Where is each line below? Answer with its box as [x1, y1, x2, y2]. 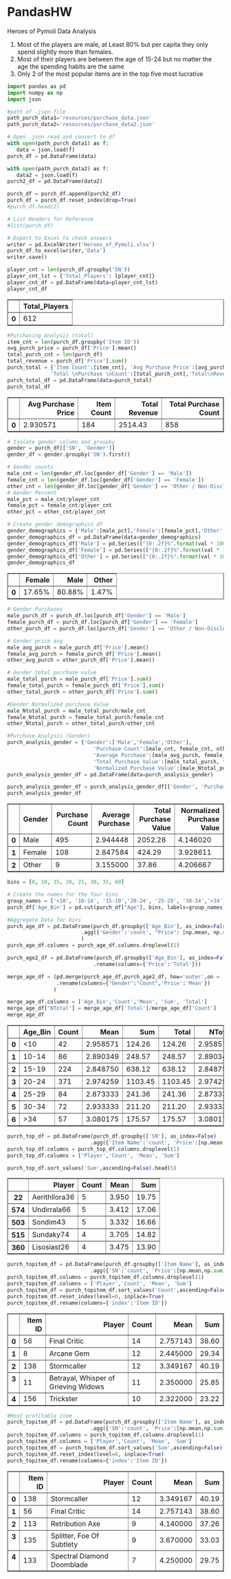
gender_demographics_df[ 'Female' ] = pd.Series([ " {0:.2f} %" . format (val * [7, 546, 220, 554]
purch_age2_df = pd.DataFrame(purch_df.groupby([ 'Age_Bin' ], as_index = [7, 954, 217, 962]
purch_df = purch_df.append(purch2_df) [7, 190, 122, 197]
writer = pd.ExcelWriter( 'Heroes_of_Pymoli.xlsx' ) [7, 241, 155, 248]
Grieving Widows [49, 1382, 104, 1391]
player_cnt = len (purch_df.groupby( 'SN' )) [7, 266, 131, 273]
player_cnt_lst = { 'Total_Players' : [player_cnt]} [7, 273, 155, 280]
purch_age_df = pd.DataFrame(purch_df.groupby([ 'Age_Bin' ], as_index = [7, 923, 214, 929]
